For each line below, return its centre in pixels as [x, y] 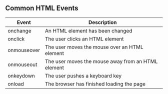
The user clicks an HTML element [84, 38]
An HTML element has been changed [88, 30]
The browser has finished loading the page [95, 83]
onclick [16, 38]
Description [102, 22]
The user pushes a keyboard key [83, 75]
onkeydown [21, 75]
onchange [19, 30]
